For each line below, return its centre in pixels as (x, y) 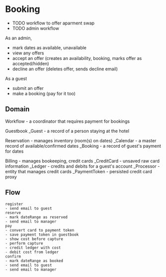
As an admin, (19, 38)
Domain (17, 109)
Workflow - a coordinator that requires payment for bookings (68, 121)
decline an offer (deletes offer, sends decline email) (65, 69)
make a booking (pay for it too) (44, 93)
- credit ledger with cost (33, 248)
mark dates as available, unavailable (49, 47)
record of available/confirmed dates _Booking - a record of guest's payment (83, 146)
